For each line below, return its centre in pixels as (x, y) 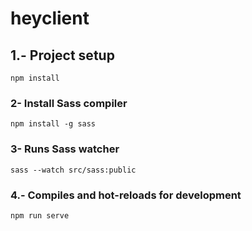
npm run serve (40, 215)
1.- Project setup (62, 55)
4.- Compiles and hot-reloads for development (126, 195)
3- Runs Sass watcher (65, 149)
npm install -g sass (53, 124)
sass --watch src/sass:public (73, 170)
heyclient (50, 18)
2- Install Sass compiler (69, 103)
